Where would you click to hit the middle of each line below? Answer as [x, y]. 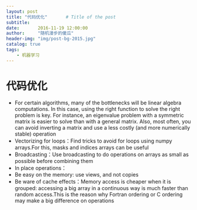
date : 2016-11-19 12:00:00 [47, 28]
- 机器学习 [28, 55]
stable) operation [35, 134]
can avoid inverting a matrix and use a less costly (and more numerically [102, 127]
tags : [13, 50]
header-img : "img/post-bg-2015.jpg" [51, 39]
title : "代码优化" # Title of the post [61, 17]
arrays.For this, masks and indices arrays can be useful [81, 147]
